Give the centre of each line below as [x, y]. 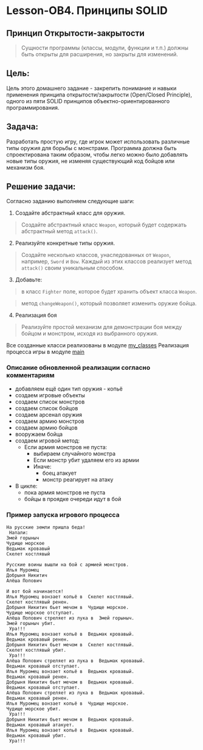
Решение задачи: [41, 187]
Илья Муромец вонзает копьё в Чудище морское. [68, 704]
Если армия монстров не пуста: [66, 447]
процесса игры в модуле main [46, 352]
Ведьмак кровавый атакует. [40, 725]
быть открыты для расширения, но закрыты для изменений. [99, 54]
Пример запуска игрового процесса [63, 514]
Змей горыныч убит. [31, 624]
